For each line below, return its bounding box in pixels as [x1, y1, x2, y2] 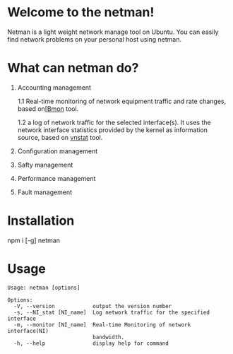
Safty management [17, 160, 73, 169]
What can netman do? [7, 60, 139, 76]
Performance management [17, 174, 96, 182]
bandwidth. [92, 334, 125, 341]
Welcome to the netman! [7, 4, 155, 20]
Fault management [17, 188, 73, 196]
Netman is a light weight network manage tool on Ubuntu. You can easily [7, 28, 219, 36]
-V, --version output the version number [13, 302, 172, 309]
